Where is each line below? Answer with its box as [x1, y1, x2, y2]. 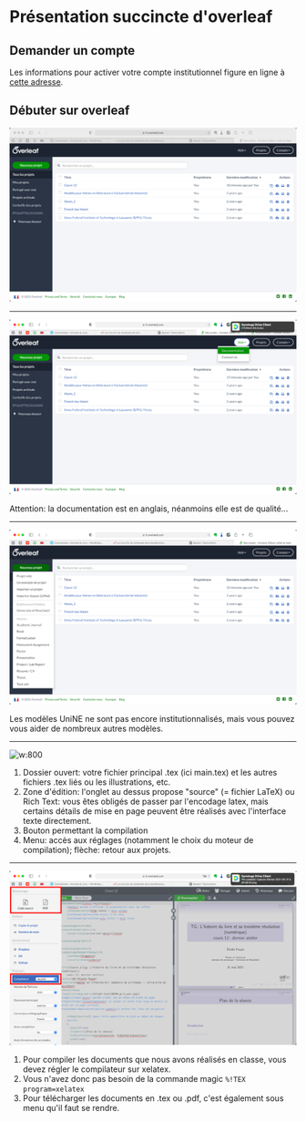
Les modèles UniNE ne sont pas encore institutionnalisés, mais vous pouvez [9, 713, 295, 724]
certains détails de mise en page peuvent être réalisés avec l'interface [22, 805, 287, 817]
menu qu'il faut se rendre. [22, 1103, 120, 1114]
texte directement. [22, 815, 92, 826]
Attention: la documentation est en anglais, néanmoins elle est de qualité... [9, 503, 289, 514]
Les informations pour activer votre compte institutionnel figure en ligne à [9, 67, 285, 77]
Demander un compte [9, 43, 136, 58]
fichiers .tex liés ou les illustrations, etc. [22, 777, 171, 787]
